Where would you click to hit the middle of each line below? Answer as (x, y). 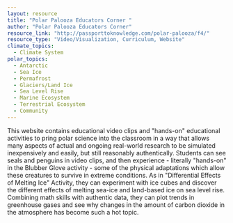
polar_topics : (28, 59)
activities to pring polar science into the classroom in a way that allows (109, 138)
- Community (31, 111)
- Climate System (39, 53)
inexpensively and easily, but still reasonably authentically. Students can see (116, 153)
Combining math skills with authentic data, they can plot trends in (101, 197)
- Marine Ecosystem (42, 98)
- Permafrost (32, 78)
